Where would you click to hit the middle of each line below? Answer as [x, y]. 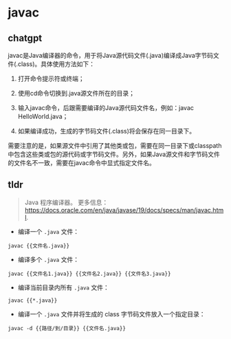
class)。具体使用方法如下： [56, 64]
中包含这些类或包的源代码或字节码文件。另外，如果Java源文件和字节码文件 [114, 154]
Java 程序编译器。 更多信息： [66, 202]
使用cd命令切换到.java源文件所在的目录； [76, 93]
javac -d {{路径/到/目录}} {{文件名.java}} [67, 328]
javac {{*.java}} [33, 300]
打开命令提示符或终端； [51, 78]
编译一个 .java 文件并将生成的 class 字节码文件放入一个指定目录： [111, 314]
